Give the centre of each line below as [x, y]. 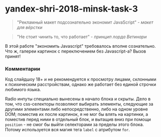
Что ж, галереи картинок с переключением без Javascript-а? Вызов [76, 51]
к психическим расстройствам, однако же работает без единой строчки [80, 84]
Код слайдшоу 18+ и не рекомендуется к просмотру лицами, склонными [80, 79]
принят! [13, 56]
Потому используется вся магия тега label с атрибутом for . [67, 130]
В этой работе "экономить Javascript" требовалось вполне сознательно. [80, 46]
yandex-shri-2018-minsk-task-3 [72, 9]
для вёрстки [29, 27]
